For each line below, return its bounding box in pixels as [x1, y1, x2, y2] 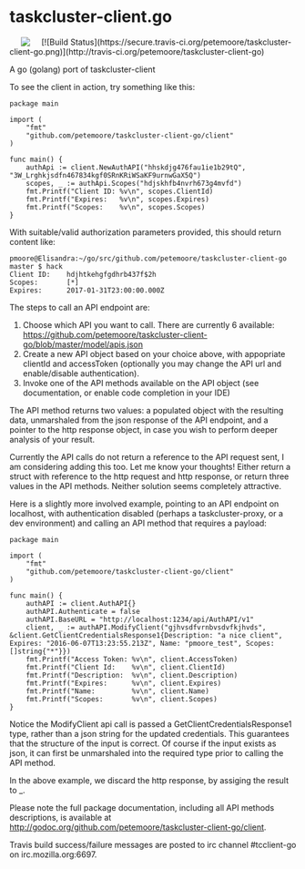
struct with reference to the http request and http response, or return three [9, 471, 290, 482]
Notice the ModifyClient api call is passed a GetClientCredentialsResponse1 [9, 718, 292, 730]
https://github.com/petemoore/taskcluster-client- [22, 329, 208, 340]
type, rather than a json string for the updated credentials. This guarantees [9, 728, 290, 739]
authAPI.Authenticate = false [25, 607, 141, 616]
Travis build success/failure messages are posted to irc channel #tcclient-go [9, 839, 297, 850]
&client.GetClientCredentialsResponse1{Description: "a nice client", [9, 630, 283, 639]
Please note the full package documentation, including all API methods [9, 802, 275, 813]
